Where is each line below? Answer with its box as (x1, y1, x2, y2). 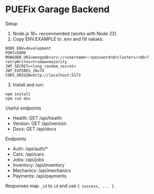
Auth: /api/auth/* (12, 145, 48, 152)
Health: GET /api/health (12, 115, 62, 121)
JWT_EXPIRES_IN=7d (5, 68, 44, 73)
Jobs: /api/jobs (12, 156, 44, 162)
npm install (5, 91, 31, 97)
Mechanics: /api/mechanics (12, 167, 71, 174)
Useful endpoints (5, 105, 42, 111)
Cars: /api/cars (12, 151, 44, 157)
